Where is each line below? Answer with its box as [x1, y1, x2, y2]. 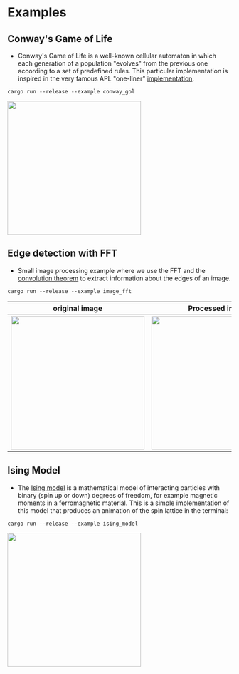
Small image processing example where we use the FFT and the [17, 266, 206, 275]
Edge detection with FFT [7, 247, 118, 260]
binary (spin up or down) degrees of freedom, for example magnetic [17, 491, 218, 499]
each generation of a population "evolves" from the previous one [17, 59, 208, 68]
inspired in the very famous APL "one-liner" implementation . [17, 74, 194, 83]
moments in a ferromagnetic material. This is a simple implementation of [17, 499, 230, 507]
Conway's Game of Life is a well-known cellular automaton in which [17, 51, 217, 60]
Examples [7, 4, 67, 21]
